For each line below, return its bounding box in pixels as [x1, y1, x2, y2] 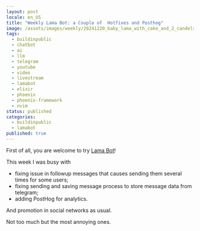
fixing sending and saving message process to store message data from [14, 182, 192, 189]
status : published [6, 108, 52, 114]
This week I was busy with [6, 158, 71, 166]
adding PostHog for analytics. [14, 195, 88, 202]
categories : [6, 114, 36, 120]
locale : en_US [6, 14, 42, 20]
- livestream [11, 75, 44, 81]
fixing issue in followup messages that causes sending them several [14, 170, 182, 177]
